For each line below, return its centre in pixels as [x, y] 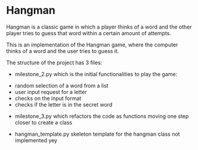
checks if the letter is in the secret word [64, 104]
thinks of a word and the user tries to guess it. [63, 51]
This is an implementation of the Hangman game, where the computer [92, 45]
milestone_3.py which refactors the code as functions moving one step [102, 116]
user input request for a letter [51, 92]
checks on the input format [48, 98]
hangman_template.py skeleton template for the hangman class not [97, 134]
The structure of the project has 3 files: [54, 62]
